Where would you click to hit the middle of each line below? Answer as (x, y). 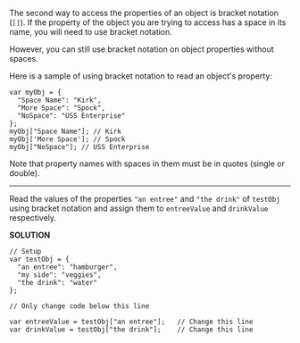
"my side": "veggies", (59, 275)
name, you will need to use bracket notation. (91, 32)
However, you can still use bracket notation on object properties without (142, 49)
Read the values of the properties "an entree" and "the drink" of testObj (145, 199)
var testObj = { (39, 259)
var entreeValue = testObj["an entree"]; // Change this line (131, 322)
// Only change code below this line (79, 306)
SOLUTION (30, 235)
